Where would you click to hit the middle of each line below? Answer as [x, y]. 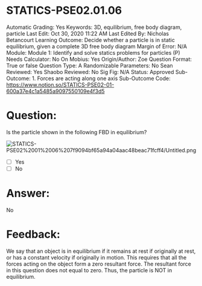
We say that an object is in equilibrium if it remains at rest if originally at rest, [101, 251]
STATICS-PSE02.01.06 [64, 11]
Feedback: [33, 235]
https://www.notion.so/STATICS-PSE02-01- [60, 84]
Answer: [28, 194]
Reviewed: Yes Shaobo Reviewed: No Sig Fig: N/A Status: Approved [90, 72]
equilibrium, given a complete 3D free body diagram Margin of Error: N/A [97, 46]
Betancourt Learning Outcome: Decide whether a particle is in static [90, 40]
